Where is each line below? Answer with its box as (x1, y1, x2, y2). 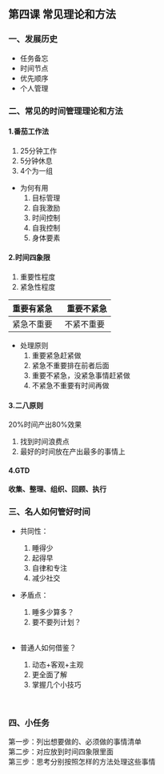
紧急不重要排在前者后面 (31, 361, 110, 371)
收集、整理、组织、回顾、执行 (8, 484, 106, 494)
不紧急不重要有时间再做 (31, 381, 110, 391)
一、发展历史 (8, 34, 58, 45)
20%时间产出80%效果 (8, 419, 82, 430)
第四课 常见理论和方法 (8, 7, 116, 22)
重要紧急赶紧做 (31, 351, 82, 360)
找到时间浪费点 (19, 437, 70, 447)
